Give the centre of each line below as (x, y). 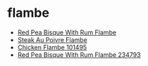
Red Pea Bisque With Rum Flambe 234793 (79, 55)
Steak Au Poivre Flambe (53, 39)
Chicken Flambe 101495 (52, 47)
